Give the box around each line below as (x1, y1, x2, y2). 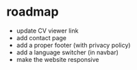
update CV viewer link (16, 27, 79, 35)
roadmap (6, 4, 59, 20)
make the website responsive (16, 55, 99, 63)
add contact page (16, 33, 66, 41)
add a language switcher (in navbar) (16, 48, 119, 56)
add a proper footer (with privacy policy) (16, 41, 131, 49)
